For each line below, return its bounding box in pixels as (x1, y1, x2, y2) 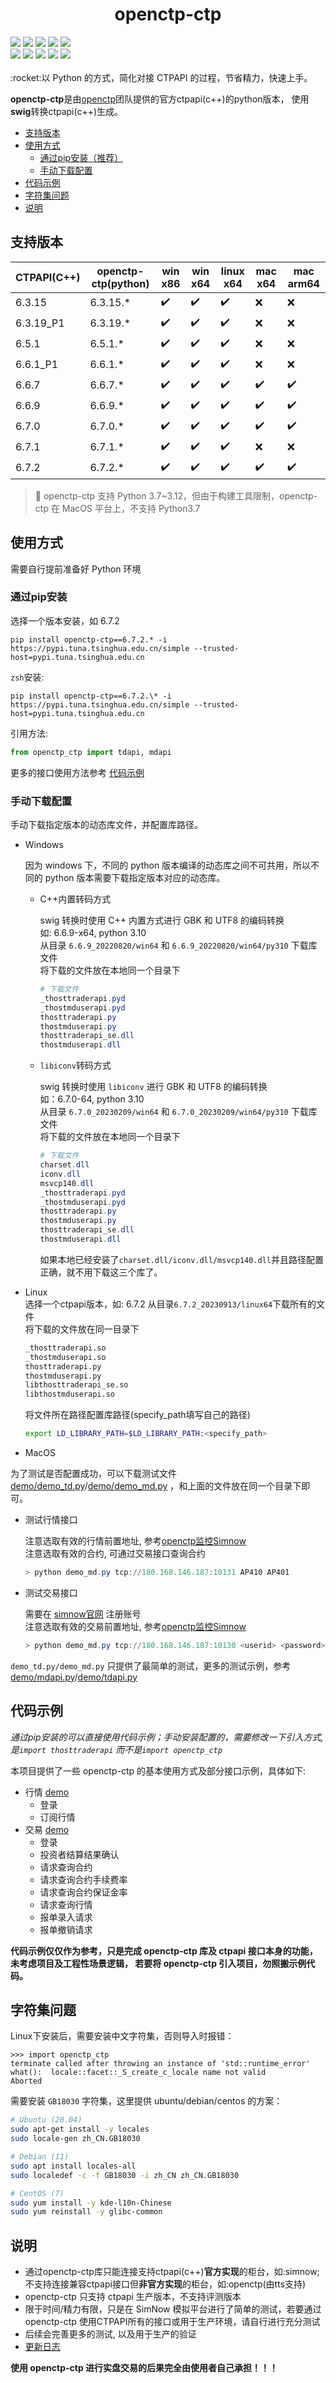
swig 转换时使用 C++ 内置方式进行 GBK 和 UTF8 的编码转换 (39, 914, 285, 927)
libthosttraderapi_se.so (24, 1380, 129, 1390)
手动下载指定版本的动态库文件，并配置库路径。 (10, 819, 203, 831)
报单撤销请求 (39, 1923, 93, 1935)
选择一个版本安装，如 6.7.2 (10, 614, 120, 627)
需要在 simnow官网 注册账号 (24, 1608, 142, 1620)
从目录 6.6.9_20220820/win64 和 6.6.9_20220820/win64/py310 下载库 (39, 939, 318, 952)
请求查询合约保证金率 (39, 1886, 128, 1898)
